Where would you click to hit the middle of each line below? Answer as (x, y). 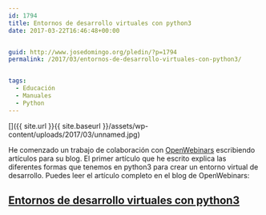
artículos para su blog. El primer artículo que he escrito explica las (117, 158)
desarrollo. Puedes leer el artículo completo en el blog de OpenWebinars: (129, 175)
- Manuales (34, 96)
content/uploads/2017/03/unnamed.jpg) (74, 134)
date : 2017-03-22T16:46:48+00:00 (64, 30)
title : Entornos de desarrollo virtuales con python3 (100, 23)
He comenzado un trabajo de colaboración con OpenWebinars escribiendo (132, 149)
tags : (17, 81)
